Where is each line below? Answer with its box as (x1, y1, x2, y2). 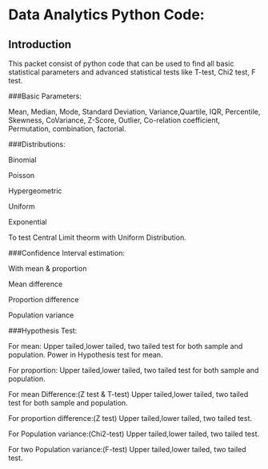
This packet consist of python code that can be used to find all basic (8, 59, 234, 68)
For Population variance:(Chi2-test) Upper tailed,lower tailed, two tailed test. (8, 429, 260, 439)
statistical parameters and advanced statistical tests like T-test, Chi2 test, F (8, 67, 256, 77)
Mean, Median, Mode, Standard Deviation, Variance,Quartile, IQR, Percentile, (8, 107, 261, 116)
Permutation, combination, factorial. (8, 124, 126, 133)
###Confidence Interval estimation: (8, 249, 126, 257)
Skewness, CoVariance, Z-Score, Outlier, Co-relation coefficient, (8, 115, 221, 125)
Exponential (8, 217, 47, 226)
